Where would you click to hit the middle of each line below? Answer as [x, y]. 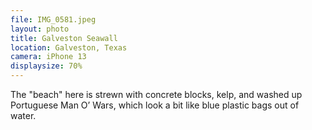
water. [23, 115]
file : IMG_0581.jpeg [53, 19]
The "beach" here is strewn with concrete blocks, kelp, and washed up [156, 94]
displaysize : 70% [46, 66]
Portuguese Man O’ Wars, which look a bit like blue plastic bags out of [155, 105]
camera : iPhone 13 [48, 57]
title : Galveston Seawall [64, 38]
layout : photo [40, 29]
